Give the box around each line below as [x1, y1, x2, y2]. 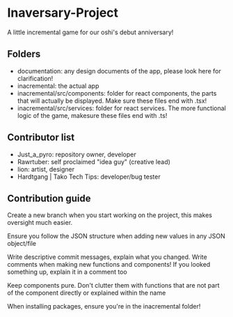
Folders [7, 48, 41, 60]
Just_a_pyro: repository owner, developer [17, 150, 137, 158]
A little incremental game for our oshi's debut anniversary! [7, 28, 174, 36]
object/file [7, 239, 37, 248]
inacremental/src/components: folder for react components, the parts [17, 89, 217, 97]
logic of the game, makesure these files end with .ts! [17, 111, 168, 119]
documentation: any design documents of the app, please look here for [17, 66, 221, 75]
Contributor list [7, 131, 75, 144]
